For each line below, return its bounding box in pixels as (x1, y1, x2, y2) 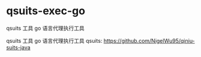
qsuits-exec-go (6, 4, 86, 18)
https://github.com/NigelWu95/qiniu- (103, 37, 195, 44)
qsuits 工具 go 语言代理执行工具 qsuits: (6, 37, 103, 44)
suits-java (6, 43, 31, 51)
